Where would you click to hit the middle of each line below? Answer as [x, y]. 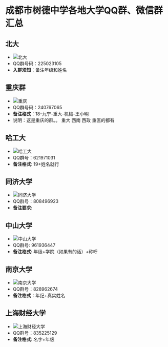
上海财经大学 [26, 313]
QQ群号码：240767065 [37, 107]
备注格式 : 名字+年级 [34, 339]
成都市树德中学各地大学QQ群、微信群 [84, 11]
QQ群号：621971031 [34, 157]
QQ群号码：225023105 [37, 64]
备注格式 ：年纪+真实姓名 [39, 296]
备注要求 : [22, 208]
